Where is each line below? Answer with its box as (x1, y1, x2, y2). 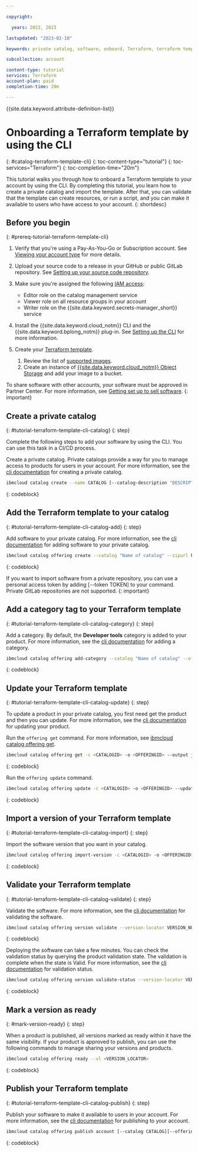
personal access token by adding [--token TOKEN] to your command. (6, 581, 175, 588)
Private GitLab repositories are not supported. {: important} (6, 587, 150, 594)
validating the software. (6, 913, 64, 920)
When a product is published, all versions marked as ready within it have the (6, 1032, 192, 1039)
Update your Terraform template (6, 683, 128, 693)
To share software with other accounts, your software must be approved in (6, 382, 187, 389)
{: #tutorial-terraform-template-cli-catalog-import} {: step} (6, 829, 148, 836)
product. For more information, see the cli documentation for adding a (6, 637, 176, 645)
